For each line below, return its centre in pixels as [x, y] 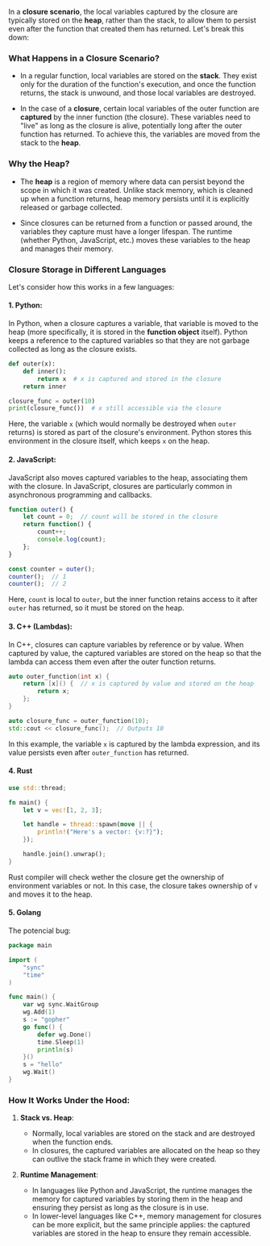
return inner [45, 387]
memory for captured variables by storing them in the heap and [137, 1199]
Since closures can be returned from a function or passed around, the [136, 223]
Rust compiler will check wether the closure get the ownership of [116, 877]
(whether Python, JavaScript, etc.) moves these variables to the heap [135, 240]
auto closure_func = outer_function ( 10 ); [79, 721]
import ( [23, 960]
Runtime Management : [59, 1175]
